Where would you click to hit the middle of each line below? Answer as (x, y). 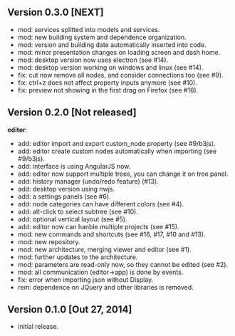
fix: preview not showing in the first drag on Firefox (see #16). (108, 90)
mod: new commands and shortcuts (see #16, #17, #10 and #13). (111, 234)
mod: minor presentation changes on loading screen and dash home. (119, 52)
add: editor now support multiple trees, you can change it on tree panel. (123, 174)
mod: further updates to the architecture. (78, 257)
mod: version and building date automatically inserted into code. (112, 44)
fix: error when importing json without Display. (85, 279)
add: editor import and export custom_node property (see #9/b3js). (116, 143)
